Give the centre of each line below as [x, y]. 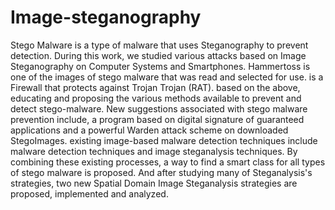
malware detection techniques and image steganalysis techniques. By [154, 151]
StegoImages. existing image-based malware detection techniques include [164, 140]
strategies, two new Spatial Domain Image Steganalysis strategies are [154, 183]
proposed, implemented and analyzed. [89, 193]
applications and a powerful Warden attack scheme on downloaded [149, 130]
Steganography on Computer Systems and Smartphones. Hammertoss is [160, 66]
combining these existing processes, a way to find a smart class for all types [168, 162]
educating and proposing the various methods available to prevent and [156, 98]
